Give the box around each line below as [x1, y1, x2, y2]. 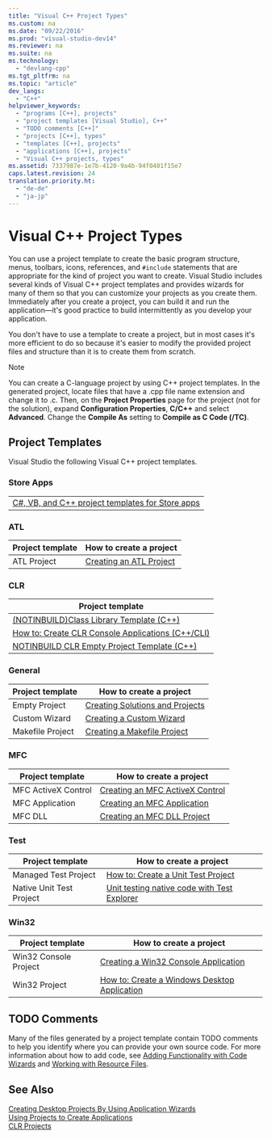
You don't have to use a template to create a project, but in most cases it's [8, 329, 256, 339]
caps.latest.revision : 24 [8, 170, 95, 178]
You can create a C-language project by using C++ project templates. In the [8, 377, 261, 388]
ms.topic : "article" [8, 79, 78, 87]
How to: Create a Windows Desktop [99, 974, 235, 986]
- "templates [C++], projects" [15, 139, 121, 148]
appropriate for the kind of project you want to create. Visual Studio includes [8, 271, 263, 280]
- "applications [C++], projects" [15, 147, 131, 155]
